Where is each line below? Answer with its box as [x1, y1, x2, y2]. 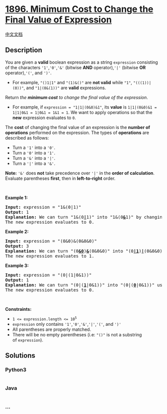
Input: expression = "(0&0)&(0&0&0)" [5, 238, 97, 244]
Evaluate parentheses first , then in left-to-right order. [5, 175, 116, 181]
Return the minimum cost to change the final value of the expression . [5, 94, 148, 100]
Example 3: [5, 263, 29, 269]
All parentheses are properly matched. [12, 326, 91, 332]
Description [5, 46, 42, 54]
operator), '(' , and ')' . [5, 70, 52, 76]
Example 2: [5, 228, 29, 235]
